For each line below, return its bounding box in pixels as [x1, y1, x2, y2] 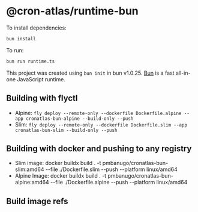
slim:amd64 [14, 166, 44, 173]
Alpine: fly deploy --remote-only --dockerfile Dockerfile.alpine [14, 109, 182, 116]
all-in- [175, 69, 191, 76]
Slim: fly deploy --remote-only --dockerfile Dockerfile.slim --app [14, 120, 188, 128]
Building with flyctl [6, 93, 78, 104]
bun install [6, 36, 36, 42]
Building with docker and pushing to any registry [6, 143, 192, 154]
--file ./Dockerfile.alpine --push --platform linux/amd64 [50, 179, 188, 186]
